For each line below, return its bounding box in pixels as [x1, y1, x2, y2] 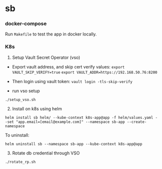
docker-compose [5, 20, 47, 27]
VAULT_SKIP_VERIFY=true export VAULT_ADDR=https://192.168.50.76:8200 [12, 70, 158, 75]
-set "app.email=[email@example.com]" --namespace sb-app [5, 119, 125, 124]
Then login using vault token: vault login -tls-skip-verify [12, 78, 133, 84]
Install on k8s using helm [12, 105, 62, 112]
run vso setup [12, 88, 40, 94]
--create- [126, 119, 147, 124]
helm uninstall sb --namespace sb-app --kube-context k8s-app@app [5, 141, 143, 146]
